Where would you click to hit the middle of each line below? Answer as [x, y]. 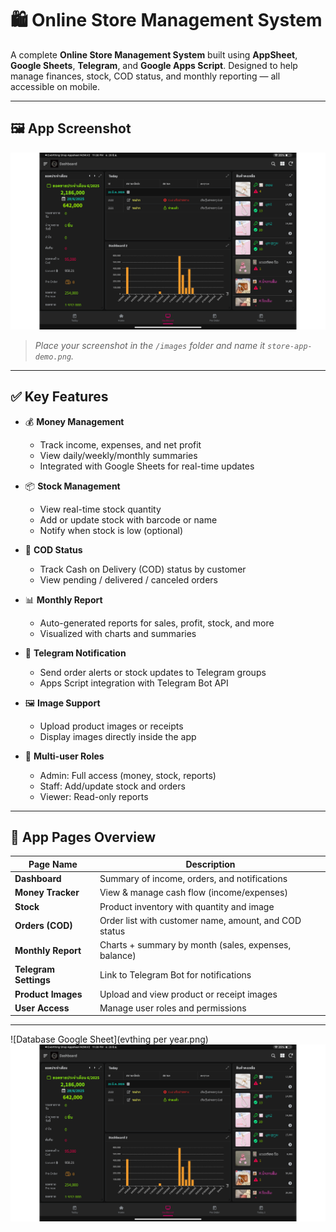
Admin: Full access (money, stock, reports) [128, 775]
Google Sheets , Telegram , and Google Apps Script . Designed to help [154, 65]
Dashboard [38, 879]
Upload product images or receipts [111, 726]
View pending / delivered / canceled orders [128, 579]
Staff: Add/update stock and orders [112, 786]
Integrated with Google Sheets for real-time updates [147, 466]
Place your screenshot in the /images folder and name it [150, 345]
